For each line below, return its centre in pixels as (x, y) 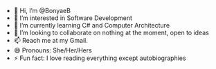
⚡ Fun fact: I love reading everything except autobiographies (100, 58)
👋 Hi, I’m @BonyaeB (42, 11)
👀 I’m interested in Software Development (73, 18)
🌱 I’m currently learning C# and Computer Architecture (92, 25)
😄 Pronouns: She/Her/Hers (53, 50)
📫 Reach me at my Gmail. (51, 40)
